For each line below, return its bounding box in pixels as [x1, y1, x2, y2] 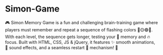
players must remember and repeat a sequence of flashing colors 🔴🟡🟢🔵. [5, 27, 153, 32]
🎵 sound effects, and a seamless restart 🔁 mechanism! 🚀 [5, 44, 118, 50]
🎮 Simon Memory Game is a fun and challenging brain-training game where [5, 19, 158, 25]
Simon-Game [5, 3, 60, 14]
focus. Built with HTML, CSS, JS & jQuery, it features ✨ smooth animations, [5, 39, 156, 45]
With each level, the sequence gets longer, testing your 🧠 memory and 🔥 [5, 34, 150, 40]
